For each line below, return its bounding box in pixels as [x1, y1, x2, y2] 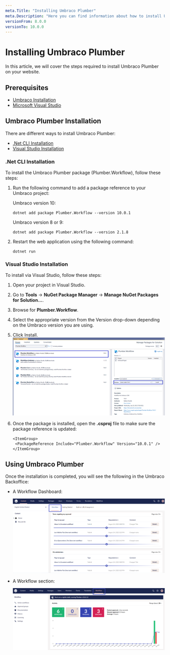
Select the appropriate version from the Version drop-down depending [12, 317, 160, 323]
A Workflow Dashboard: [12, 488, 63, 495]
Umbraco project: [12, 190, 50, 196]
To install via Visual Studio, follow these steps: [5, 272, 102, 278]
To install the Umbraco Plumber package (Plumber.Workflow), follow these [5, 170, 161, 176]
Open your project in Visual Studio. [12, 282, 86, 288]
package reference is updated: [12, 426, 77, 432]
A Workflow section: [12, 578, 55, 584]
